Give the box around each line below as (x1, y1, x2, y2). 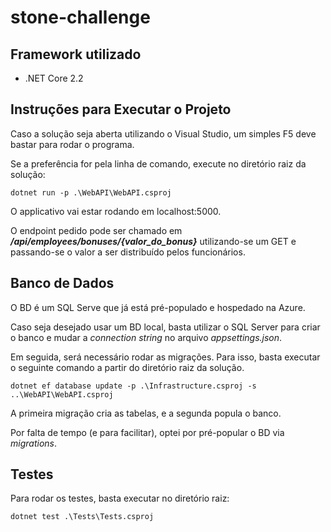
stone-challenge (10, 6, 151, 29)
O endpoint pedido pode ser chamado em (10, 224, 183, 236)
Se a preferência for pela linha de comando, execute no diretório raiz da (10, 157, 307, 170)
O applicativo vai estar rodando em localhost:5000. (10, 205, 222, 217)
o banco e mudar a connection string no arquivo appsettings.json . (10, 331, 283, 343)
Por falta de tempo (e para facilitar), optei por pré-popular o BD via (10, 426, 285, 438)
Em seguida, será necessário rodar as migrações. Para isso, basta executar (10, 351, 321, 363)
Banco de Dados (10, 275, 115, 292)
